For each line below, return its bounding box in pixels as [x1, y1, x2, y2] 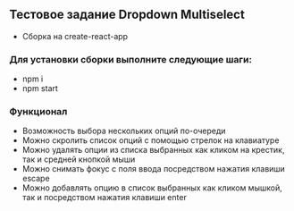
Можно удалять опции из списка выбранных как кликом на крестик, [21, 145, 285, 156]
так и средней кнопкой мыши [21, 154, 136, 165]
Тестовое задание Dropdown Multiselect [9, 7, 246, 22]
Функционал [9, 105, 68, 118]
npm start [21, 83, 58, 94]
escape [21, 173, 51, 184]
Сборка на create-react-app [21, 30, 128, 41]
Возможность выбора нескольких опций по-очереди [21, 125, 226, 137]
